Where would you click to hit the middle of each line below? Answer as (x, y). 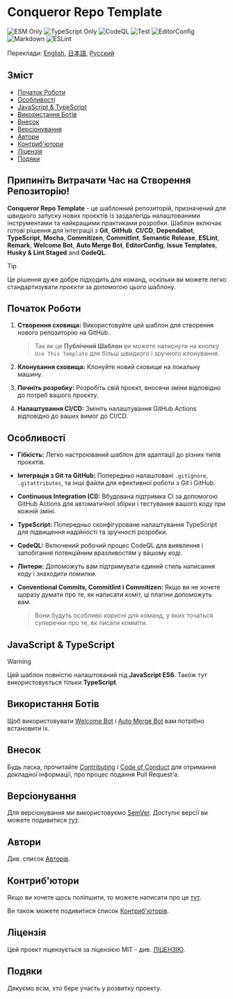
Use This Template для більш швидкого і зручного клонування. (127, 354)
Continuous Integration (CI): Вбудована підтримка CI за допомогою (117, 496)
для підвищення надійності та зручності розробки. (93, 532)
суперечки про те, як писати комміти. (91, 623)
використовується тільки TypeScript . (63, 682)
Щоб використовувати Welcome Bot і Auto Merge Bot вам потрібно (106, 721)
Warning (19, 661)
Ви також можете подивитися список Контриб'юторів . (88, 911)
